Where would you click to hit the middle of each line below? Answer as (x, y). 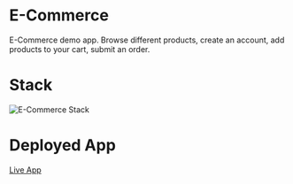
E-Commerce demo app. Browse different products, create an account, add (147, 40)
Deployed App (63, 146)
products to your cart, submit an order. (80, 49)
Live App (25, 170)
